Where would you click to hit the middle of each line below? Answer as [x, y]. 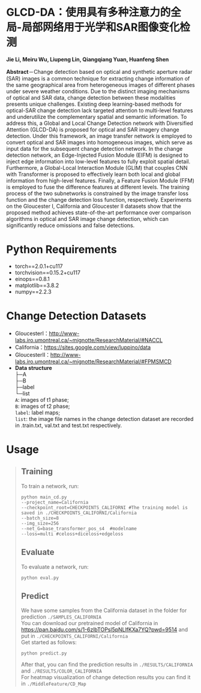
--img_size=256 [40, 523]
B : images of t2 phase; [42, 406]
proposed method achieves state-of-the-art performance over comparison [99, 212]
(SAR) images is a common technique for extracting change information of [98, 78]
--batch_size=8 [40, 518]
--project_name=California [55, 502]
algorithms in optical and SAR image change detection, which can [88, 219]
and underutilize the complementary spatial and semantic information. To [97, 117]
